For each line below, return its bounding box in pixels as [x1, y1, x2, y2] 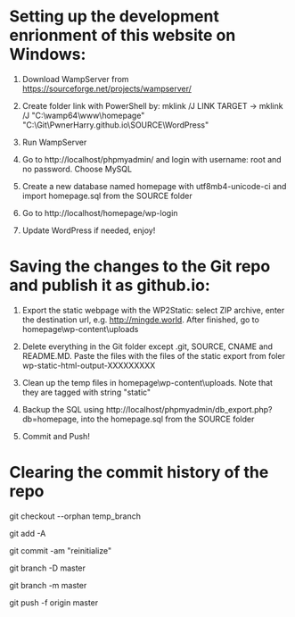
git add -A [9, 528, 46, 538]
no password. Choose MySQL [21, 163, 132, 174]
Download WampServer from [21, 73, 129, 84]
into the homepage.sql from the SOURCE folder [80, 413, 255, 424]
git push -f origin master [9, 596, 99, 608]
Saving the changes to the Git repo [9, 256, 271, 277]
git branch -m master [9, 579, 87, 590]
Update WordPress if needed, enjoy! [21, 225, 156, 236]
